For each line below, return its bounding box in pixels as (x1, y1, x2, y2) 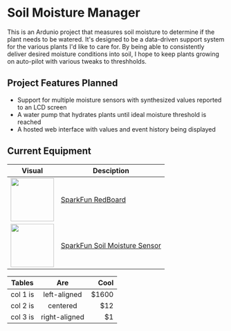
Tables (11, 278, 34, 287)
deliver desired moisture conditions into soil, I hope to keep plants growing (7, 50, 220, 58)
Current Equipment (7, 145, 92, 157)
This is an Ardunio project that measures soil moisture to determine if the (7, 28, 215, 36)
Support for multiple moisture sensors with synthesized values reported (17, 96, 222, 104)
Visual (21, 165, 44, 175)
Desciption (92, 165, 129, 175)
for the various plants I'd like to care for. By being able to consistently (7, 42, 205, 51)
